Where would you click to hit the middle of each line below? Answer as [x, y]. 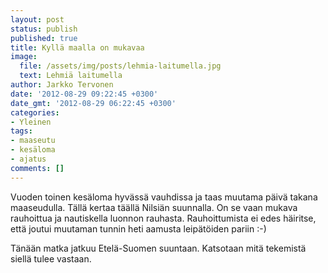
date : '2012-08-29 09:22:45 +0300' [84, 94]
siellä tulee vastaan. [51, 258]
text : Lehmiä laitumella [71, 76]
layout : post [37, 19]
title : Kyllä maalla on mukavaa [77, 47]
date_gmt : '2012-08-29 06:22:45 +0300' [93, 103]
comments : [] [37, 168]
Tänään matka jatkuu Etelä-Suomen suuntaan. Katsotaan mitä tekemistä [158, 248]
